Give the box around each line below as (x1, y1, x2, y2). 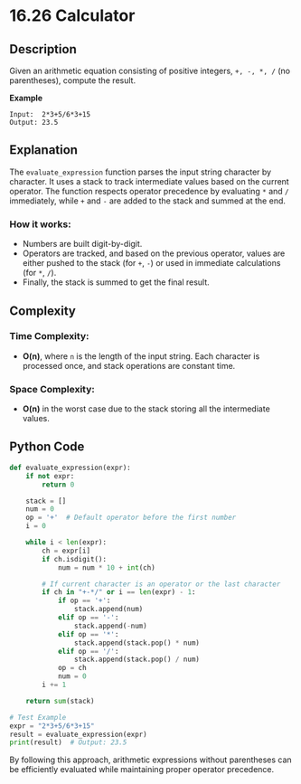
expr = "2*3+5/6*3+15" (9, 721, 95, 731)
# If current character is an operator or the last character (42, 580, 281, 589)
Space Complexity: (9, 383, 95, 395)
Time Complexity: (9, 330, 89, 343)
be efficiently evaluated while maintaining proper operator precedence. (9, 764, 275, 775)
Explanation (9, 142, 79, 158)
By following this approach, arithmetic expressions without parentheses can (9, 754, 292, 765)
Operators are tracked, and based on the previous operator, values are (22, 248, 286, 259)
